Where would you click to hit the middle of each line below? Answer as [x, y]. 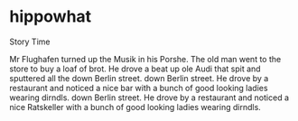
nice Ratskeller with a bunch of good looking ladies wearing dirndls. [135, 107]
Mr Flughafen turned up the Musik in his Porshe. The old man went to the [145, 59]
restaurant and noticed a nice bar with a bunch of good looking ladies [139, 88]
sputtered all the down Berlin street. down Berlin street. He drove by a [139, 78]
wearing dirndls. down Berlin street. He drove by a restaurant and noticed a [149, 98]
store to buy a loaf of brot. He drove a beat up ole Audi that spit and [135, 69]
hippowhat [51, 17]
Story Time [30, 42]
